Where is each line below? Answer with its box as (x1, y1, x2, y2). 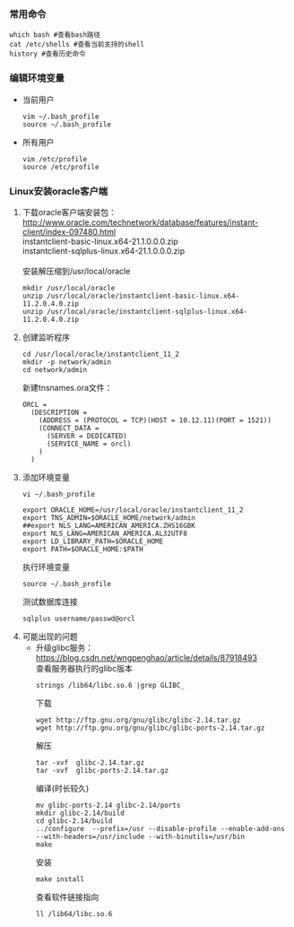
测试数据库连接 (22, 596, 78, 607)
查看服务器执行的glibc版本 (35, 663, 133, 673)
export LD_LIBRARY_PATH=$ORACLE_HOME (22, 536, 164, 546)
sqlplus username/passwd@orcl (22, 614, 136, 623)
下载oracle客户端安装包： (22, 206, 117, 217)
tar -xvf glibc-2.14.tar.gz (35, 758, 145, 767)
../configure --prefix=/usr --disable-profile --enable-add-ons (35, 824, 285, 833)
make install (35, 874, 85, 884)
